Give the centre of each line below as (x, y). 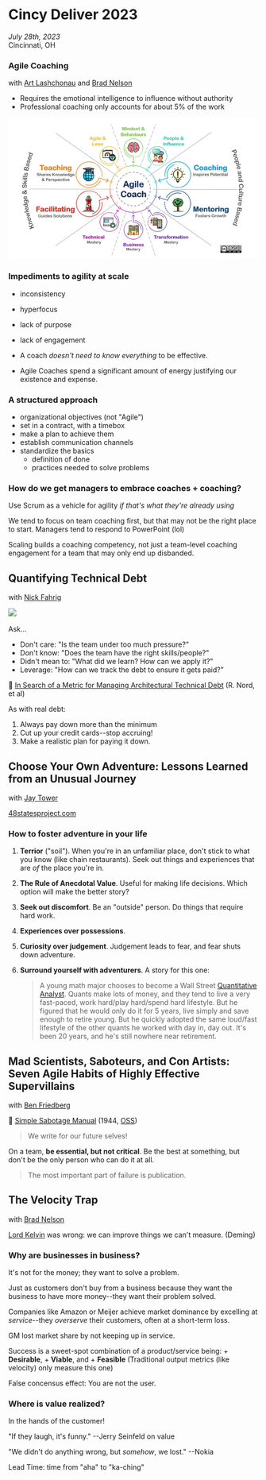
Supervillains (42, 1086)
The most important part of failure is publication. (107, 1175)
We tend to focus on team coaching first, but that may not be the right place (132, 521)
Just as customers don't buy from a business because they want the (120, 1288)
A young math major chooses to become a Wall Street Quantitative (148, 986)
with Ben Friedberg (39, 1105)
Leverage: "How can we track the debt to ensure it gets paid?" (121, 670)
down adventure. (47, 955)
